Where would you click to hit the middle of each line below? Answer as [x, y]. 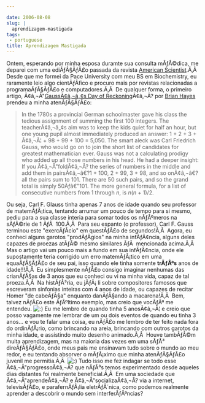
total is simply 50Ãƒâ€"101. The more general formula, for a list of [103, 186]
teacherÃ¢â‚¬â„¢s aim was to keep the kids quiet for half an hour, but [109, 127]
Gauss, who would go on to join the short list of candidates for [100, 147]
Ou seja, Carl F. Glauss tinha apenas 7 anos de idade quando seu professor [102, 204]
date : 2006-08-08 [29, 17]
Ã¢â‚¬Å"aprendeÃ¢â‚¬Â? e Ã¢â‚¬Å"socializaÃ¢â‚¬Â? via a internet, [90, 380]
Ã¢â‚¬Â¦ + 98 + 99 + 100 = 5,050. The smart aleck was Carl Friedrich [109, 140]
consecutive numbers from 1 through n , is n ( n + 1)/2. [88, 193]
